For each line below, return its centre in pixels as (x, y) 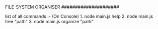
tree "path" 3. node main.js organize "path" (49, 22)
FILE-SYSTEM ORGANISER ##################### (62, 7)
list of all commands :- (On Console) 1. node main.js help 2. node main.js (79, 16)
